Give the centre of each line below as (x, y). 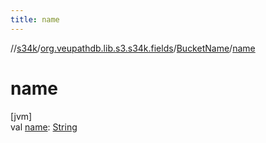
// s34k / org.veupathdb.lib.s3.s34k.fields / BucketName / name (133, 48)
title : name (35, 19)
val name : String (44, 127)
